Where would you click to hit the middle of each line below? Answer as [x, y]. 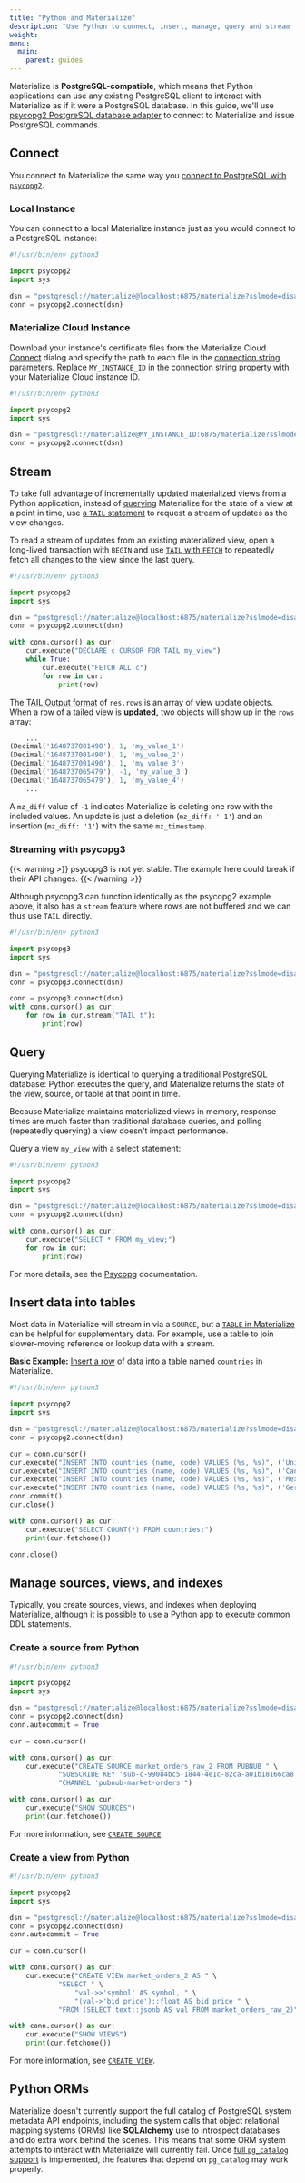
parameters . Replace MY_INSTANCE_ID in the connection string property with [149, 367]
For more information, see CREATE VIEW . [83, 2061]
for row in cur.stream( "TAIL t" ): [91, 1016]
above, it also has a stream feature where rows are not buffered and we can [150, 906]
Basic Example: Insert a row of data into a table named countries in [136, 1361]
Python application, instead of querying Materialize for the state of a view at [151, 503]
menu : [20, 43]
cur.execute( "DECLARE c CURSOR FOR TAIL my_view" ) [123, 651]
